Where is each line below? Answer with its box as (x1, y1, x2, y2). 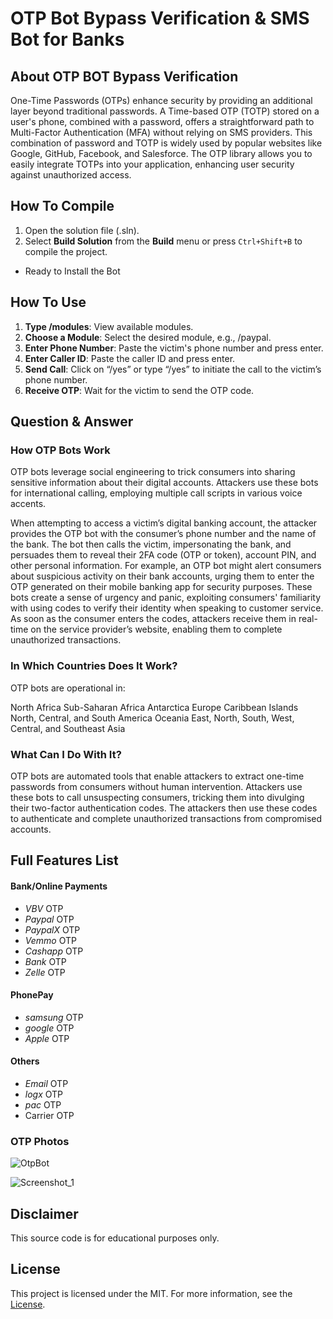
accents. (10, 498, 47, 510)
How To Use (10, 294, 87, 311)
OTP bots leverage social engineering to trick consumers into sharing (10, 466, 296, 478)
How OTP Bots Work (10, 443, 111, 457)
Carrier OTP (24, 1109, 75, 1121)
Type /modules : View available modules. (24, 320, 194, 332)
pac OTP (24, 1098, 62, 1111)
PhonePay (10, 989, 54, 1001)
